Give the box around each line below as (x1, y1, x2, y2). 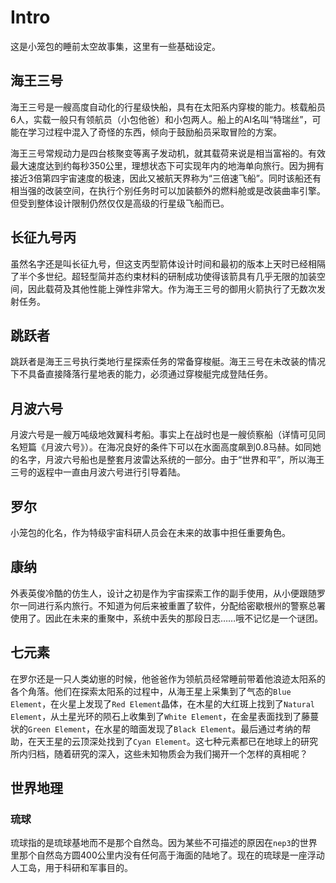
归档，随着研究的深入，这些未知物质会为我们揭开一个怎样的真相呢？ (27, 747, 308, 760)
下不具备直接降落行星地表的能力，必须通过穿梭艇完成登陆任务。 (10, 368, 273, 380)
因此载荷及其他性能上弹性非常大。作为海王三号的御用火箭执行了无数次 (27, 282, 317, 295)
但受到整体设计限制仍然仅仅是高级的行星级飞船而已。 (10, 197, 230, 209)
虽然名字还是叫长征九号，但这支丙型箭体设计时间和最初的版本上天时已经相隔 (10, 257, 326, 270)
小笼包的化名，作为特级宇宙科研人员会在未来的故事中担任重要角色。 (10, 527, 291, 538)
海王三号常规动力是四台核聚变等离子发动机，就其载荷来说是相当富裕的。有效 (10, 147, 326, 159)
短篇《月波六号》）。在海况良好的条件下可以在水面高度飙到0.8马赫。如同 (18, 441, 313, 453)
